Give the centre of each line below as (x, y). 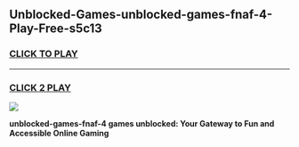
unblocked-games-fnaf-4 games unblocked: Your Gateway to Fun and (142, 123)
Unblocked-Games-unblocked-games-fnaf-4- (141, 15)
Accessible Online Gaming (59, 133)
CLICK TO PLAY (44, 54)
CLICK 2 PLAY (40, 87)
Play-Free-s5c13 (56, 29)
